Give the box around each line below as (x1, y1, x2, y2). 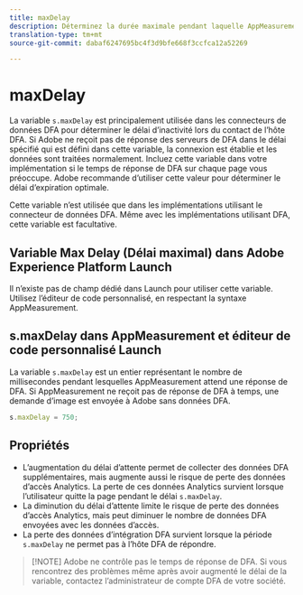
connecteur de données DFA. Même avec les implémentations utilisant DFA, (9, 209, 290, 220)
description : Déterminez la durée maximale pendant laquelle (9, 22, 244, 31)
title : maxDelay (9, 13, 70, 23)
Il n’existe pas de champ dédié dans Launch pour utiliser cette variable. (9, 284, 273, 293)
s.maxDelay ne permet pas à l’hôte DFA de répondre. (22, 538, 216, 549)
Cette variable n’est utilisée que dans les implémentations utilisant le (9, 200, 263, 210)
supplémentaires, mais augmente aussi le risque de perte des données (22, 471, 286, 482)
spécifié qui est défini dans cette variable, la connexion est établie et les (9, 144, 278, 154)
